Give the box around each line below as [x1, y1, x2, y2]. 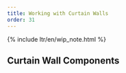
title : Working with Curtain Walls [7, 10, 109, 17]
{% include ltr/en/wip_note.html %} [7, 35, 106, 43]
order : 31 [7, 16, 36, 23]
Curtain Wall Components [7, 55, 120, 66]
